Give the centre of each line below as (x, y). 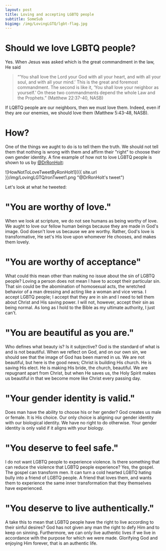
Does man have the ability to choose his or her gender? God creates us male (83, 412)
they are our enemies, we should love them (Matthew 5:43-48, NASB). (77, 113)
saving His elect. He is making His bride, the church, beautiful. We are (76, 368)
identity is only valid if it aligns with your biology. (55, 428)
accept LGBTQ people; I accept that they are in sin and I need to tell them (80, 297)
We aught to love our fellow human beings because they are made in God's (82, 226)
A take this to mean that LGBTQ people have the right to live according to (80, 522)
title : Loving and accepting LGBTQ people (50, 14)
